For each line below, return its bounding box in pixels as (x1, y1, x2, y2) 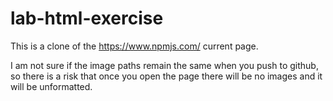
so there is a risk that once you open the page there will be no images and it (10, 70, 323, 82)
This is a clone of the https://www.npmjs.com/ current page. (10, 40, 259, 52)
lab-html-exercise (10, 7, 164, 30)
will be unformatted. (10, 80, 93, 92)
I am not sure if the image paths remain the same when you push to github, (10, 59, 319, 71)
